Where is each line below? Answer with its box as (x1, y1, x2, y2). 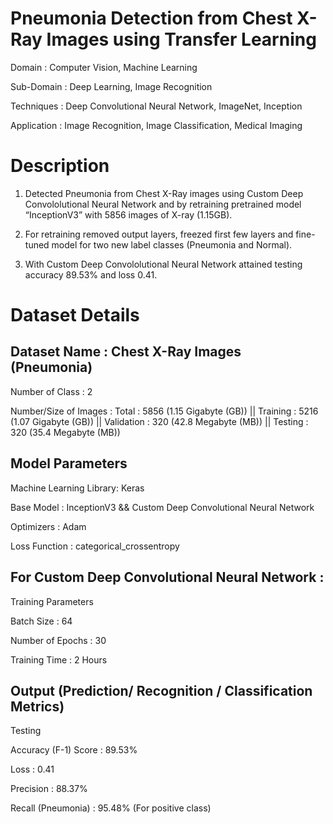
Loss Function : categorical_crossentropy (10, 540, 180, 552)
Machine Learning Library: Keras (10, 482, 145, 494)
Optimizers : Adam (10, 520, 87, 532)
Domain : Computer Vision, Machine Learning (10, 61, 198, 73)
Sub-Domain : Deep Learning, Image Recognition (10, 80, 213, 92)
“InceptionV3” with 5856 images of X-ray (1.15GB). (24, 208, 233, 221)
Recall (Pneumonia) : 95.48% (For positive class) (10, 802, 212, 814)
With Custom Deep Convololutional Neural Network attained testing (24, 258, 303, 270)
